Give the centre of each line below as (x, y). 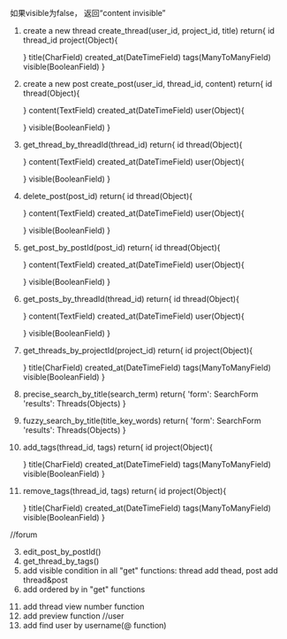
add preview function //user (73, 616)
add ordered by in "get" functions (84, 589)
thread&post (45, 580)
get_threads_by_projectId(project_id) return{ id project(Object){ (138, 350)
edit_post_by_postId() (62, 552)
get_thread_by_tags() (61, 561)
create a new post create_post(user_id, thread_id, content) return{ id (147, 84)
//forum (24, 535)
